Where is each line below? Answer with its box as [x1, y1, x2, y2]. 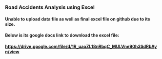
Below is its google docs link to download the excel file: [5, 32, 120, 38]
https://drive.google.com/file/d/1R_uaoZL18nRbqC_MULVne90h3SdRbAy [5, 43, 157, 49]
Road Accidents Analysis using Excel [5, 4, 95, 11]
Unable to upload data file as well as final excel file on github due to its [5, 16, 150, 22]
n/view [5, 48, 20, 55]
